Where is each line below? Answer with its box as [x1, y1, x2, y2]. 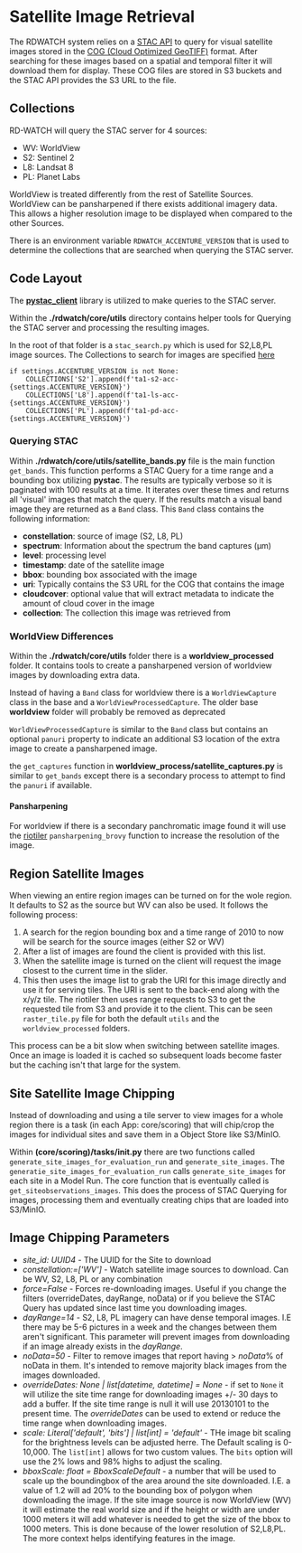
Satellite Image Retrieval [9, 6, 196, 27]
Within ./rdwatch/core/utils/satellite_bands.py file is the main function [9, 455, 276, 466]
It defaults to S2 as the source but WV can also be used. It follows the [9, 899, 269, 910]
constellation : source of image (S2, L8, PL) [22, 531, 184, 541]
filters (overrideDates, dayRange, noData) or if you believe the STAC [22, 1293, 276, 1304]
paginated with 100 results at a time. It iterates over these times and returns [9, 484, 290, 494]
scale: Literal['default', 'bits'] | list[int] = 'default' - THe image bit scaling [22, 1426, 291, 1438]
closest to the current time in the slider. [22, 965, 169, 976]
